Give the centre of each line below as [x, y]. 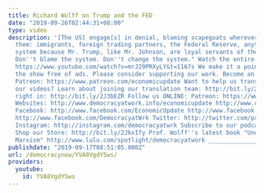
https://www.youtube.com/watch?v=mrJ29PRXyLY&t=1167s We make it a [128, 67]
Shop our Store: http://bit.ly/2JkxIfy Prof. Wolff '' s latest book [128, 132]
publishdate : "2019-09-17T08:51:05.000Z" [77, 147]
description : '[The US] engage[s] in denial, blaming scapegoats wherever [133, 37]
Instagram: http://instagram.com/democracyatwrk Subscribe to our [126, 125]
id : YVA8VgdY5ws [49, 177]
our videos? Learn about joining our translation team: [108, 89]
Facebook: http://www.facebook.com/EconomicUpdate [100, 111]
